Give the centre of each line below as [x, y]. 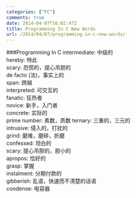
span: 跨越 [19, 83]
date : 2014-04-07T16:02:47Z [42, 23]
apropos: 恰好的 [26, 159]
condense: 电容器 [28, 189]
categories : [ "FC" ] [31, 12]
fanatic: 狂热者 [24, 98]
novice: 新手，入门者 [32, 105]
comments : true [25, 18]
